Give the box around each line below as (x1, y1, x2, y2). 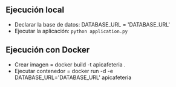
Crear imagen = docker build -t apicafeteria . (14, 60, 126, 68)
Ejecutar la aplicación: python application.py (14, 27, 128, 34)
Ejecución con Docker (5, 45, 90, 55)
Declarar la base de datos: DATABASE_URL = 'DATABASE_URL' (14, 21, 171, 28)
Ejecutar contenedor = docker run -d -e (14, 67, 113, 74)
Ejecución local (5, 5, 65, 15)
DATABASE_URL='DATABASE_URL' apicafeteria (14, 74, 132, 81)
